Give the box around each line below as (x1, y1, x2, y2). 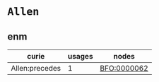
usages (67, 52, 93, 61)
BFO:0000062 (100, 64, 148, 73)
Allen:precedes (11, 64, 61, 73)
